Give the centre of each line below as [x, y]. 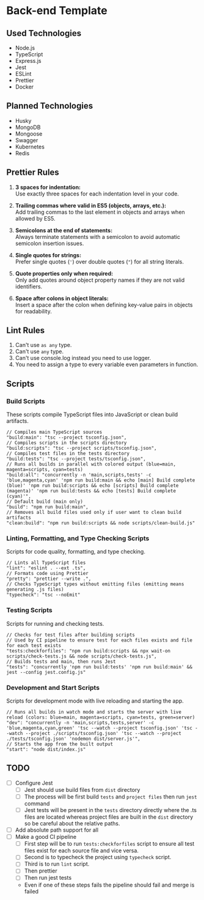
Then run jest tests [48, 878]
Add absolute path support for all [57, 830]
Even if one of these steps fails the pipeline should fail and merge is [109, 885]
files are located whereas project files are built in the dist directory [109, 817]
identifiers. [29, 286]
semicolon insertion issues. [49, 243]
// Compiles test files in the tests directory [68, 454]
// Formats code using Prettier [47, 574]
